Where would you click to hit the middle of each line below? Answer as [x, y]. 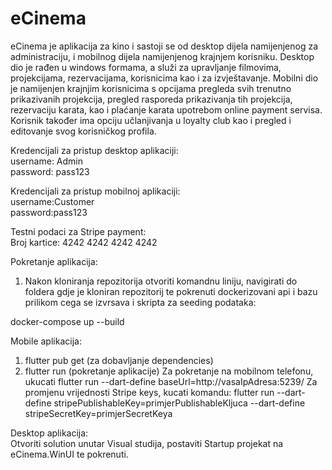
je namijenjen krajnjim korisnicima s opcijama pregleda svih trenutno [151, 88]
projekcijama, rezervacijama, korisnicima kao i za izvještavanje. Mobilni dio [164, 78]
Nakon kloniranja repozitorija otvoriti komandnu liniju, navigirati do [161, 281]
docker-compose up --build [67, 321]
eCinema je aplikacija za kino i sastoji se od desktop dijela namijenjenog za [164, 46]
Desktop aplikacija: [49, 433]
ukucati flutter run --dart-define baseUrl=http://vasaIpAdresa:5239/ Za [171, 381]
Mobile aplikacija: [46, 341]
